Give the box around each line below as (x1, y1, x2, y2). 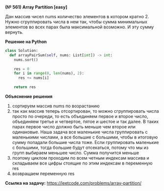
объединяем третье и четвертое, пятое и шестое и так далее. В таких (12, 119, 159, 124)
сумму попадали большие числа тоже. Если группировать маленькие (12, 139, 159, 145)
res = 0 (14, 66, 29, 72)
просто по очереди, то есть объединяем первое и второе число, (12, 113, 148, 119)
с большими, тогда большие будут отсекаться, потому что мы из (12, 144, 149, 150)
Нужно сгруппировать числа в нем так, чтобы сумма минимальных (5, 19, 148, 24)
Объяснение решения (5, 93, 53, 99)
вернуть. (5, 29, 23, 35)
